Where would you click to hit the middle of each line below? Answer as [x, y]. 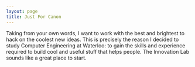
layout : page [22, 11]
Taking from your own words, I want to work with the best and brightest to [95, 33]
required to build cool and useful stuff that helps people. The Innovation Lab [98, 51]
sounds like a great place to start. [46, 58]
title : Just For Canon [34, 17]
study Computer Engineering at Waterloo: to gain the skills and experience [96, 45]
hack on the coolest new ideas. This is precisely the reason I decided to [93, 39]
